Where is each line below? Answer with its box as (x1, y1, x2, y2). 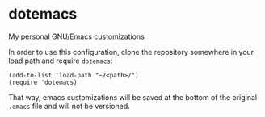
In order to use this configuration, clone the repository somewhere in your (8, 47, 254, 56)
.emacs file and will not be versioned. (8, 101, 131, 111)
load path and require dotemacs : (8, 56, 113, 65)
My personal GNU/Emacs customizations (8, 31, 145, 41)
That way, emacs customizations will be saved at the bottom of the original (8, 92, 257, 102)
